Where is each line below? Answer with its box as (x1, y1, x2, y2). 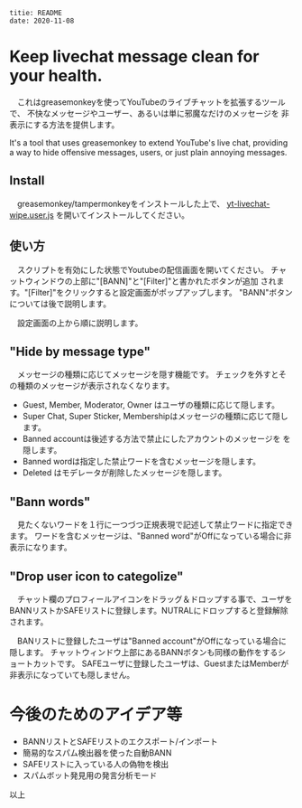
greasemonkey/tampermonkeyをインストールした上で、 (16, 198, 225, 209)
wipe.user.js (9, 209, 54, 221)
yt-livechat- (226, 198, 270, 209)
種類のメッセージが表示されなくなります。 (16, 381, 175, 391)
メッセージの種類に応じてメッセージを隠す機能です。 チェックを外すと (16, 369, 279, 380)
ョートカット (9, 658, 57, 669)
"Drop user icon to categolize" (9, 568, 184, 584)
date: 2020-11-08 (9, 16, 75, 25)
